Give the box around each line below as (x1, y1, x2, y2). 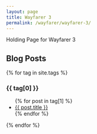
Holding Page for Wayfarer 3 (6, 36, 76, 43)
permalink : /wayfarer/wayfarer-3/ (6, 20, 92, 26)
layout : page (6, 8, 38, 15)
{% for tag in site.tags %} (6, 69, 68, 76)
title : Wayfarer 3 (6, 14, 51, 20)
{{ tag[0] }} (6, 84, 39, 92)
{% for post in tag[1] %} (14, 98, 73, 105)
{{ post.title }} (14, 104, 48, 111)
